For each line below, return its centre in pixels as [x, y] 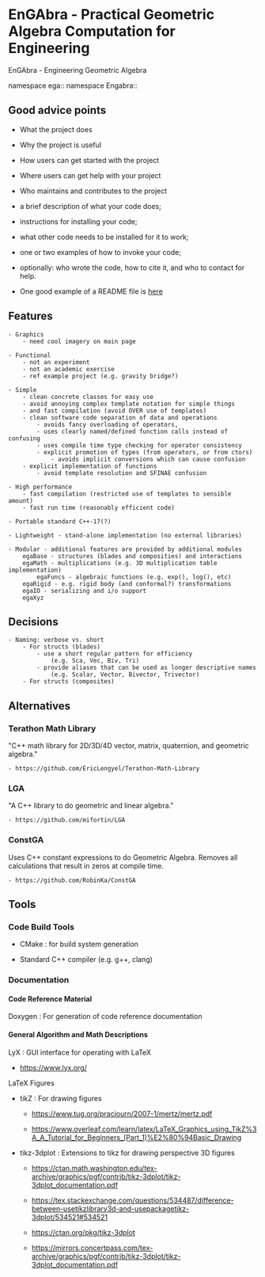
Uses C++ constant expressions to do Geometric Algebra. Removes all [123, 857]
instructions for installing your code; [78, 221]
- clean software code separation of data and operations [120, 417]
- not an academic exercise [68, 369]
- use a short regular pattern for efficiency [115, 654]
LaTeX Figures [32, 1083]
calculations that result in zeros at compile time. [86, 865]
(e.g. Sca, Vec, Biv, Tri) [95, 661]
